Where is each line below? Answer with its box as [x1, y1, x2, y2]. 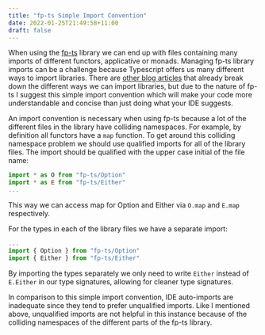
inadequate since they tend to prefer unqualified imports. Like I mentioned [8, 300, 251, 310]
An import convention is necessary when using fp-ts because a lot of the [8, 114, 247, 124]
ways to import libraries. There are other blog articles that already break [8, 73, 244, 83]
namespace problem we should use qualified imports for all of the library [8, 139, 246, 149]
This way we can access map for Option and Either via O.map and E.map [8, 200, 240, 210]
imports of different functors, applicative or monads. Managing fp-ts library [8, 56, 255, 66]
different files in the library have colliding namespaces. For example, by [8, 122, 242, 131]
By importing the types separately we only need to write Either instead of [8, 268, 250, 278]
